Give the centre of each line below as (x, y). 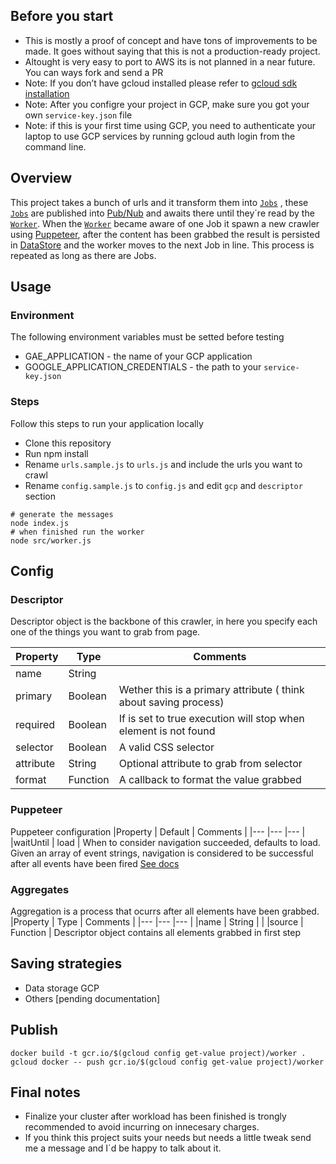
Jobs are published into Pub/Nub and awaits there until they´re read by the (162, 213)
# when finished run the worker (77, 532)
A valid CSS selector (166, 747)
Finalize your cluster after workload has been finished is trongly (155, 1116)
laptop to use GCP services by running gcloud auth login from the (160, 136)
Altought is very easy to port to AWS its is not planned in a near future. (170, 61)
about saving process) (171, 702)
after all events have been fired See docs (95, 863)
